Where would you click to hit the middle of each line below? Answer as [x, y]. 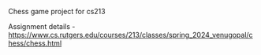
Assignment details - [42, 26]
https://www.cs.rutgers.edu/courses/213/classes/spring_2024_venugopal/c [131, 35]
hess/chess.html [35, 43]
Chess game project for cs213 [57, 11]
